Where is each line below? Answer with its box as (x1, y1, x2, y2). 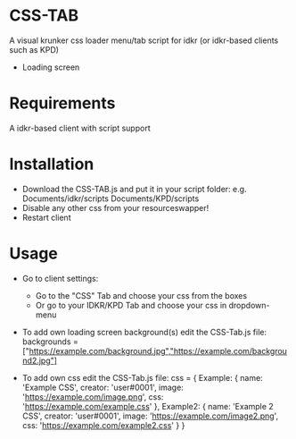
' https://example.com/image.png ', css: (21, 391, 164, 402)
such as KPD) (9, 44, 60, 55)
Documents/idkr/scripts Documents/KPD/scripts (21, 193, 200, 204)
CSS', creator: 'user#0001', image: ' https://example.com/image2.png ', (21, 410, 279, 421)
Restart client (21, 212, 71, 223)
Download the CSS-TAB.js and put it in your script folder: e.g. (21, 183, 247, 194)
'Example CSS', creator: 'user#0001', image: (21, 382, 185, 393)
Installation (9, 154, 95, 174)
